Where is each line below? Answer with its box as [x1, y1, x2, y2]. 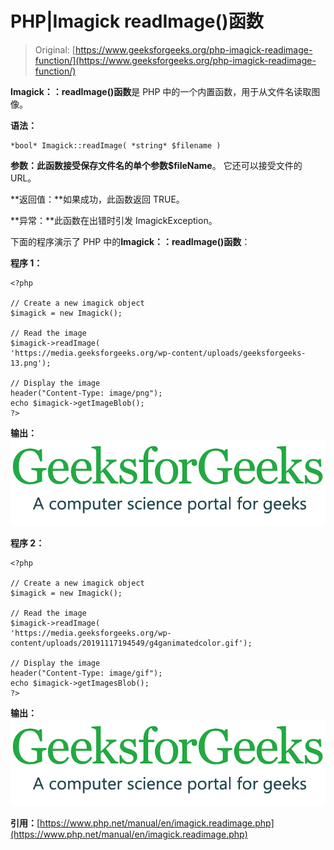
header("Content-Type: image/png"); [10, 388, 163, 398]
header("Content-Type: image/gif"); [10, 668, 163, 678]
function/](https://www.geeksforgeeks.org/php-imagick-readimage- [34, 54, 317, 66]
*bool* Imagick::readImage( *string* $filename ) [10, 140, 222, 151]
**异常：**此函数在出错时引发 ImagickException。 [10, 214, 218, 226]
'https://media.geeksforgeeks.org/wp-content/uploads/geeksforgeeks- [10, 348, 307, 358]
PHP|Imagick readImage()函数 [10, 10, 264, 33]
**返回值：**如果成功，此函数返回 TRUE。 [10, 193, 185, 205]
